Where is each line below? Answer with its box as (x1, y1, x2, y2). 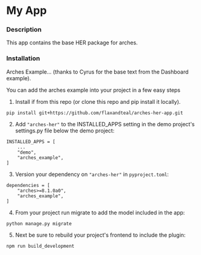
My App (6, 4, 47, 18)
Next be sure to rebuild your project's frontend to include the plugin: (15, 231, 186, 239)
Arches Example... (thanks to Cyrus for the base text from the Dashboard (6, 68, 189, 75)
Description (6, 25, 42, 34)
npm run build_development (6, 243, 75, 249)
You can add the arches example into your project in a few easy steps (6, 86, 181, 93)
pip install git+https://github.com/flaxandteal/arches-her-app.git (6, 110, 183, 116)
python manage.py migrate (6, 220, 72, 226)
